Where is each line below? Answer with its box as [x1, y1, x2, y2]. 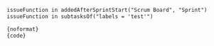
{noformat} [6, 25, 39, 33]
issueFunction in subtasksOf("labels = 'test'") [6, 13, 154, 20]
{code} [6, 32, 26, 39]
